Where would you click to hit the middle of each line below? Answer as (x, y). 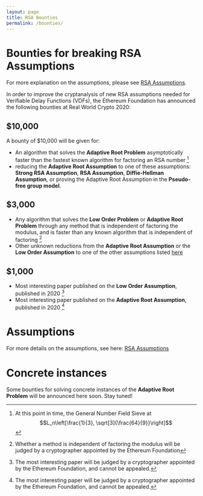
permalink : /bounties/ (35, 23)
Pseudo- (179, 179)
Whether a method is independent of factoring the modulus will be (98, 444)
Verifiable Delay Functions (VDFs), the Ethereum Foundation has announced (101, 101)
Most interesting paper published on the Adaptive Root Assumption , (101, 299)
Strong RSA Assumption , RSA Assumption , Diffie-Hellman (89, 172)
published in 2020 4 (40, 307)
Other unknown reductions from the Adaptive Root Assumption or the (103, 246)
